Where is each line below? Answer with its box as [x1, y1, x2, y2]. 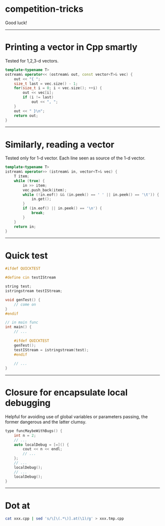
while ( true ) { [14, 178, 45, 183]
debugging [5, 398, 51, 409]
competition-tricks [5, 3, 83, 15]
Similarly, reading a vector [5, 139, 114, 150]
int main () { [5, 325, 32, 330]
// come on [14, 302, 36, 307]
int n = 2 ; [14, 433, 36, 438]
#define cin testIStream [5, 275, 56, 280]
